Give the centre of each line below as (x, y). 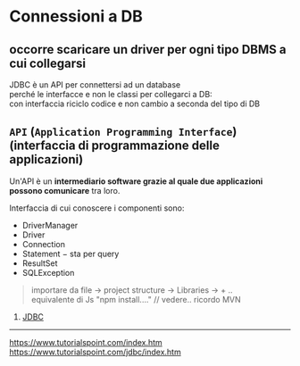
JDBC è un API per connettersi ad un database (95, 85)
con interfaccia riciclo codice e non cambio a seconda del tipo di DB (135, 104)
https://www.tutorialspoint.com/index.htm (86, 342)
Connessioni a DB (76, 17)
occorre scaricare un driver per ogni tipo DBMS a (148, 50)
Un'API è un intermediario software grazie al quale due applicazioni (136, 181)
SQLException (48, 272)
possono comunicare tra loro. (65, 190)
